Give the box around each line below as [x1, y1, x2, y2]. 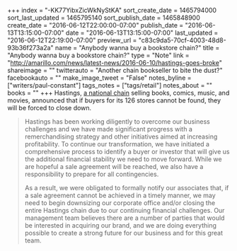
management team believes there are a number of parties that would [24, 214, 225, 222]
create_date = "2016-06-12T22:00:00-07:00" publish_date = [7, 21, 184, 29]
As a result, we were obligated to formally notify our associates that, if [24, 184, 229, 192]
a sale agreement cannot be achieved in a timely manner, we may [24, 191, 216, 199]
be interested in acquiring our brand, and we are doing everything [24, 221, 217, 229]
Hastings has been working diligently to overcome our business [24, 117, 210, 126]
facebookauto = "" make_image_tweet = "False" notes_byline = [7, 74, 192, 82]
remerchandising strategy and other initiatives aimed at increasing [24, 132, 218, 141]
